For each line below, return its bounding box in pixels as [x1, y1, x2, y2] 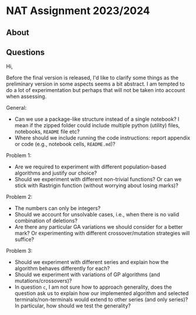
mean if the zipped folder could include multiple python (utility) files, [14, 122, 180, 129]
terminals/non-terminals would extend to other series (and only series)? [14, 296, 188, 303]
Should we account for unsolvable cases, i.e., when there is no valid [14, 211, 180, 218]
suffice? [14, 236, 34, 243]
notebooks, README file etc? [14, 128, 80, 136]
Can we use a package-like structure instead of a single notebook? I [14, 116, 180, 123]
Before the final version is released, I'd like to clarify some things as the [6, 74, 179, 82]
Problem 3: [6, 248, 33, 255]
